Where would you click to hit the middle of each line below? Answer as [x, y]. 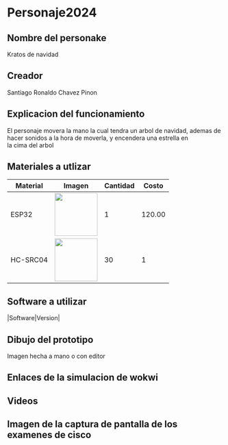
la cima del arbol [30, 145]
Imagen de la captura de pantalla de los [92, 424]
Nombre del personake [57, 38]
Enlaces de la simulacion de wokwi [83, 377]
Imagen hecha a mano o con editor [56, 356]
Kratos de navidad [33, 54]
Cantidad [119, 186]
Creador [25, 76]
